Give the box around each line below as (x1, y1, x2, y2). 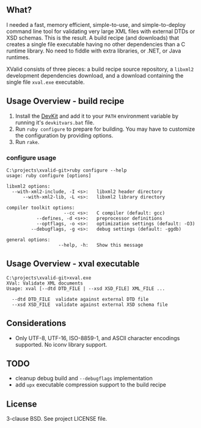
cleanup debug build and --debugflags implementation (15, 375, 153, 382)
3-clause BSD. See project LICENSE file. (6, 415, 108, 423)
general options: (6, 236, 51, 243)
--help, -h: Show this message (58, 242, 144, 248)
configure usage (6, 153, 57, 162)
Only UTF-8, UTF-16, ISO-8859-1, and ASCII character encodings (15, 334, 180, 341)
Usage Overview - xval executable (6, 259, 140, 269)
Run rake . (15, 138, 40, 145)
